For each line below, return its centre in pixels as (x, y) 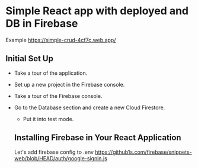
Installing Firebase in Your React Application (98, 138)
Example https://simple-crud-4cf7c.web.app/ (61, 40)
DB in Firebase (42, 23)
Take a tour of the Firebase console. (58, 96)
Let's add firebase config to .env (54, 152)
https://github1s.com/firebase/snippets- (143, 152)
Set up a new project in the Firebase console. (69, 84)
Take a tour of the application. (51, 73)
